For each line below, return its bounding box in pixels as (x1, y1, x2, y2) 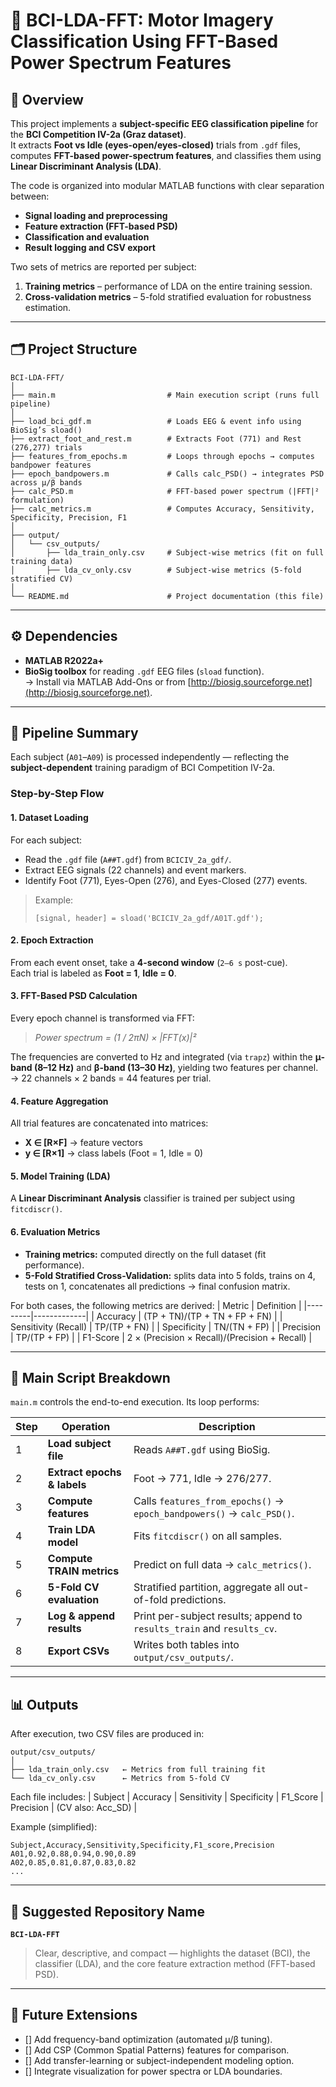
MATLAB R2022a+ (24, 654, 105, 666)
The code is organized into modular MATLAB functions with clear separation (10, 180, 325, 191)
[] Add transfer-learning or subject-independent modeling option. (24, 2054, 295, 2066)
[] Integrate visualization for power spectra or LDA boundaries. (24, 2065, 283, 2077)
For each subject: (10, 834, 83, 846)
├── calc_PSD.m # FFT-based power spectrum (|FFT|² (10, 486, 320, 496)
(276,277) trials (10, 442, 83, 453)
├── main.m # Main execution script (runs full (10, 390, 320, 400)
